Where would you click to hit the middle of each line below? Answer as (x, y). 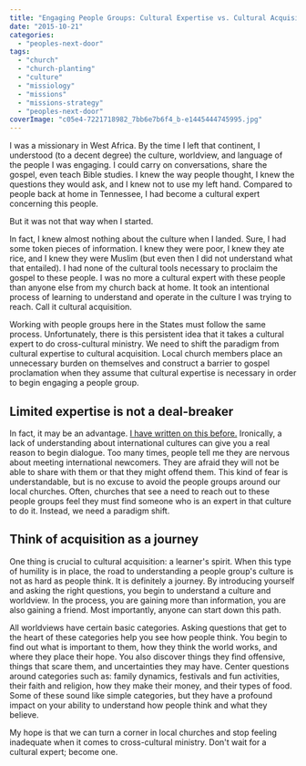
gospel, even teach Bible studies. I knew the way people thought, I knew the (152, 175)
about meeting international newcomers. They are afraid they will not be (144, 462)
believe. (24, 714)
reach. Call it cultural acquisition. (71, 307)
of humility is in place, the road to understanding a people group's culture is (152, 571)
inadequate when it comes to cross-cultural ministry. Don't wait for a (138, 742)
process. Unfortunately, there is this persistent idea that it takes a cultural (147, 335)
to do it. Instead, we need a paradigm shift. (90, 511)
